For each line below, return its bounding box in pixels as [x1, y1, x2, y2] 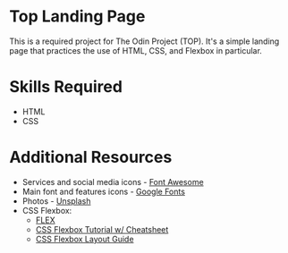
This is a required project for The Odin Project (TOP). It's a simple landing [9, 36, 280, 46]
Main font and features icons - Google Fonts [21, 186, 186, 197]
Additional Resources [9, 148, 173, 167]
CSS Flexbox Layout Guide [35, 233, 134, 244]
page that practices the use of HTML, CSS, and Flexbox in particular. [9, 45, 262, 55]
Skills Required [9, 77, 123, 97]
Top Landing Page [9, 6, 146, 27]
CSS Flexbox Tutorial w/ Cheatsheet [35, 223, 169, 234]
